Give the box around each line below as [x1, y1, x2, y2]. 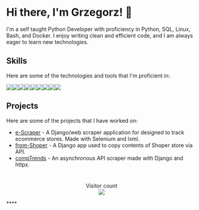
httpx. [15, 160, 30, 168]
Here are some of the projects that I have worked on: [6, 117, 138, 124]
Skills [6, 56, 27, 66]
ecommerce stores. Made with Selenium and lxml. [15, 135, 140, 142]
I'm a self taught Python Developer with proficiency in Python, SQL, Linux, [6, 25, 191, 33]
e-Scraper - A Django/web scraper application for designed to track [15, 128, 184, 136]
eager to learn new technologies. [6, 38, 89, 45]
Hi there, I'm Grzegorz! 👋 [6, 5, 132, 19]
